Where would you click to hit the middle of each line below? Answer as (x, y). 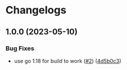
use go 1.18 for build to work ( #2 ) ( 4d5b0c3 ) (68, 61)
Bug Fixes (20, 48)
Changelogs (36, 10)
